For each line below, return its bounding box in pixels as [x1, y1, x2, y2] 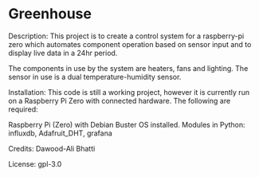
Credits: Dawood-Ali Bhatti [8, 144, 96, 153]
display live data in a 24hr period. [8, 48, 118, 57]
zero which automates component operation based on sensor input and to [8, 39, 252, 49]
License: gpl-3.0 [8, 159, 62, 168]
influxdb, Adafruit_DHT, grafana [8, 128, 113, 138]
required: [8, 104, 38, 114]
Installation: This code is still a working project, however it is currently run [8, 87, 249, 96]
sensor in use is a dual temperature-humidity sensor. [8, 72, 182, 81]
